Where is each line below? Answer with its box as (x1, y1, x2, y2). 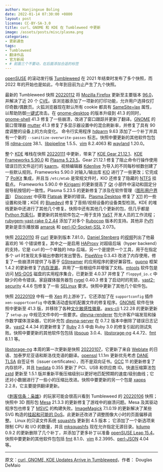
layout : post (5, 16, 32, 21)
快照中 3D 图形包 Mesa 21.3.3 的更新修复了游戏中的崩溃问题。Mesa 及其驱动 (5, 399, 158, 405)
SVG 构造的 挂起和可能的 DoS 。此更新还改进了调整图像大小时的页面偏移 (5, 412, 148, 417)
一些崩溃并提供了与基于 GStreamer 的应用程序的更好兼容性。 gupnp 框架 (13, 259, 158, 264)
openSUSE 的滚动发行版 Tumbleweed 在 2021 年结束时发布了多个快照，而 (5, 76, 153, 81)
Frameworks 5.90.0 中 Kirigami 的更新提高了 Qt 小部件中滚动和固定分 (18, 181, 157, 188)
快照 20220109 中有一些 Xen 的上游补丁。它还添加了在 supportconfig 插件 (5, 293, 154, 300)
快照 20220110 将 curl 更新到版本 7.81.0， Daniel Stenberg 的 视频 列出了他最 (5, 234, 155, 240)
